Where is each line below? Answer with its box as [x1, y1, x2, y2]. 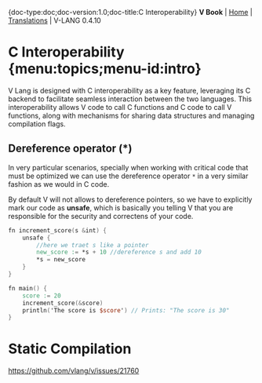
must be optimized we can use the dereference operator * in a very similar [8, 171, 249, 181]
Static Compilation [8, 340, 132, 358]
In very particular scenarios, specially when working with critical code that [8, 162, 249, 172]
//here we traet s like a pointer [36, 241, 149, 249]
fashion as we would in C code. [8, 179, 110, 188]
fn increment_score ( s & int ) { [8, 226, 107, 235]
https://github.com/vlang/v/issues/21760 [8, 366, 140, 376]
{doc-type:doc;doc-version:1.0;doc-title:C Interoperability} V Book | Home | [8, 8, 253, 16]
